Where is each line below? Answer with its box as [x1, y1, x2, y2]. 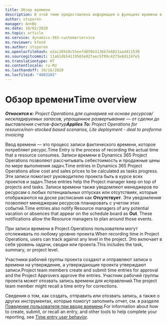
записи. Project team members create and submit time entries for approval [5, 267, 158, 273]
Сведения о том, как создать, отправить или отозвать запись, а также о [5, 292, 160, 298]
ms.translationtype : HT [5, 58, 55, 63]
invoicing [5, 131, 24, 137]
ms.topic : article [5, 30, 43, 35]
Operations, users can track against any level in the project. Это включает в [5, 236, 162, 242]
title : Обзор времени [5, 7, 50, 12]
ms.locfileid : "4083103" [5, 72, 57, 77]
